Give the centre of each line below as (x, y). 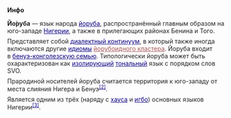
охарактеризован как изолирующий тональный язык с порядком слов (111, 63)
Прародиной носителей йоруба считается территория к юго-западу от (112, 81)
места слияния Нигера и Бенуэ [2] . (57, 88)
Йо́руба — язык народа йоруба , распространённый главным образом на (116, 23)
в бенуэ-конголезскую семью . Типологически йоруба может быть (106, 56)
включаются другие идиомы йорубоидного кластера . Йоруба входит (110, 49)
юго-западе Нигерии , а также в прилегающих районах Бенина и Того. (111, 31)
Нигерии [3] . (24, 106)
